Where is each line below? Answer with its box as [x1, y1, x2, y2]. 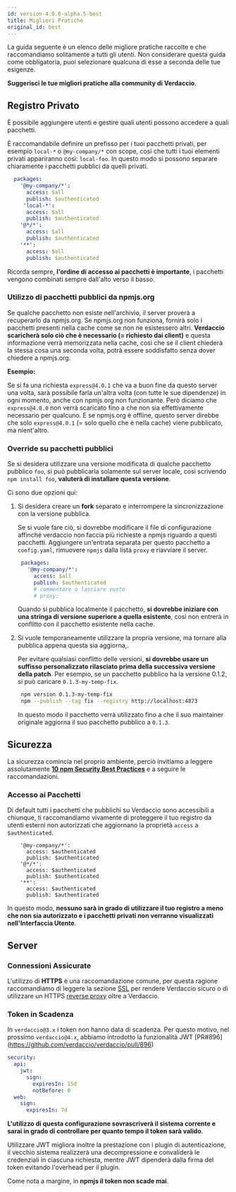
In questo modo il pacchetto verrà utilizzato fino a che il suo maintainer [17, 711, 224, 719]
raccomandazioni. [7, 772, 60, 781]
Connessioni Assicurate [7, 960, 92, 970]
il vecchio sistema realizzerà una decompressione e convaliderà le [7, 1148, 200, 1157]
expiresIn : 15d [32, 1080, 77, 1087]
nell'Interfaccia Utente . [7, 919, 77, 928]
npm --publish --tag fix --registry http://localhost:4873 [20, 697, 198, 705]
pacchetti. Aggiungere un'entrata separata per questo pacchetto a [17, 538, 211, 547]
